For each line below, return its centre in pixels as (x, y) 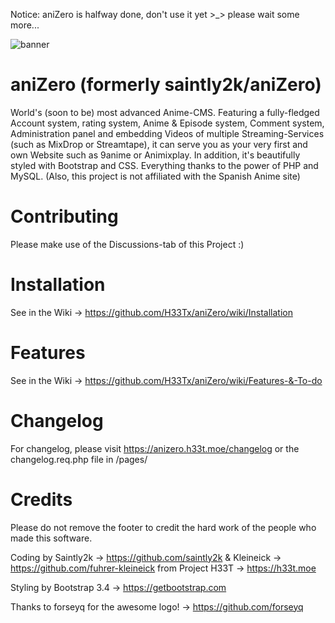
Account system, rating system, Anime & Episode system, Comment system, (167, 123)
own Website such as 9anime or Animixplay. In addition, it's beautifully (155, 155)
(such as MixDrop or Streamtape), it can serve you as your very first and (159, 144)
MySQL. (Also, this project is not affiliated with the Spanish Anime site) (155, 176)
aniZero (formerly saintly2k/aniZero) (166, 85)
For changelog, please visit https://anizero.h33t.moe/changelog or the (155, 448)
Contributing (64, 216)
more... (25, 25)
